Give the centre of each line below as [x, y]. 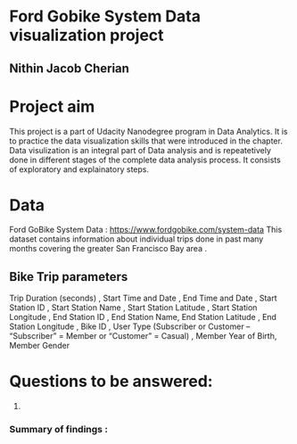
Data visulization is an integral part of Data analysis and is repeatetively [140, 150]
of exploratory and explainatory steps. [79, 169]
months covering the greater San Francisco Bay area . [108, 249]
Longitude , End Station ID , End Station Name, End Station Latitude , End [143, 317]
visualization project [87, 35]
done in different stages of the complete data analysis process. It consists [145, 160]
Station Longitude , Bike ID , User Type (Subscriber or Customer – [130, 326]
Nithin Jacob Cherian [69, 68]
